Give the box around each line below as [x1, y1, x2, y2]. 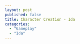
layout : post [5, 7, 32, 13]
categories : [5, 21, 30, 27]
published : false [5, 12, 42, 17]
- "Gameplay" [9, 26, 37, 31]
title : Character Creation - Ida [5, 17, 75, 22]
